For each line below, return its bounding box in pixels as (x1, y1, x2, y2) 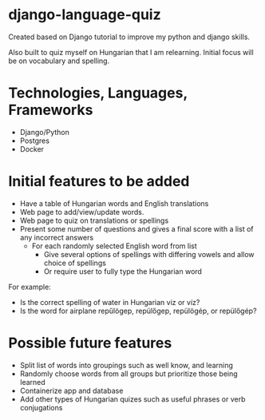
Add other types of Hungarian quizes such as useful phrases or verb (19, 394, 246, 404)
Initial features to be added (8, 172, 190, 191)
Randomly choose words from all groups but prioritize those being (19, 369, 238, 378)
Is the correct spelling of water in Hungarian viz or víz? (19, 297, 200, 307)
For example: (8, 282, 52, 291)
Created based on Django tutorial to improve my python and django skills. (8, 32, 250, 42)
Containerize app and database (19, 386, 124, 395)
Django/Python (19, 127, 69, 137)
